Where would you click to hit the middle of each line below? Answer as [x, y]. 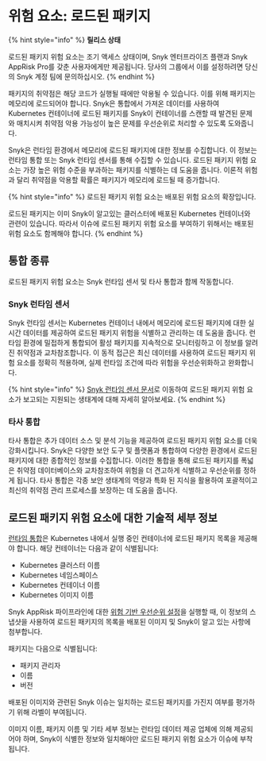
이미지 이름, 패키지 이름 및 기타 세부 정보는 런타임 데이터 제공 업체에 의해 [120, 729]
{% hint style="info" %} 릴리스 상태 [65, 40]
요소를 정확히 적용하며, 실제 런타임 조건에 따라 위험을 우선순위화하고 [121, 363]
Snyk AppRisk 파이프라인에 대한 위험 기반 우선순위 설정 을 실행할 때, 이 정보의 [128, 612]
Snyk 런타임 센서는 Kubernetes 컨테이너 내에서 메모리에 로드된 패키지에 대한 [127, 323]
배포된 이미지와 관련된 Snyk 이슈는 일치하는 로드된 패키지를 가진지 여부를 [121, 702]
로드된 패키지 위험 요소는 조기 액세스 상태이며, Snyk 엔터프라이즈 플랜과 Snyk [128, 56]
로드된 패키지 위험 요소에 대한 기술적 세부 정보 [113, 518]
